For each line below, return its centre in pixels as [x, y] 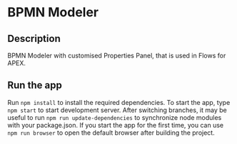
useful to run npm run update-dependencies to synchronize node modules [115, 117]
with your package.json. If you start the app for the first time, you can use [116, 125]
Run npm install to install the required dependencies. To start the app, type [119, 102]
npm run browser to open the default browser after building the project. [111, 133]
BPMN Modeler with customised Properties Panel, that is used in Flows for [117, 55]
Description [34, 39]
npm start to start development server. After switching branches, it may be [117, 110]
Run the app [35, 85]
